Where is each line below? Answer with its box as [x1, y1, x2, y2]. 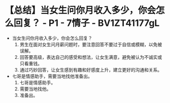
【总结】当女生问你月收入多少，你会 [5, 5, 156, 16]
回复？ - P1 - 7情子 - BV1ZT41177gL [14, 17, 160, 29]
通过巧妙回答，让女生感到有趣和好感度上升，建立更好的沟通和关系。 [19, 66, 162, 73]
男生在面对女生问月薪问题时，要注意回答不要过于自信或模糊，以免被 [19, 41, 162, 47]
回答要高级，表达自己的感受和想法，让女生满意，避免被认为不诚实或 [19, 54, 162, 60]
